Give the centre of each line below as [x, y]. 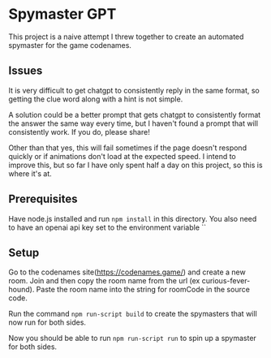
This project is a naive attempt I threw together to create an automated [126, 37]
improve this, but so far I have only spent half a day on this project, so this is [135, 165]
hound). [22, 290]
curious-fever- [226, 281]
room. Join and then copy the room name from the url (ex [104, 281]
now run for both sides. [47, 322]
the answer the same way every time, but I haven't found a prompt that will [133, 123]
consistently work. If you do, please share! [79, 132]
